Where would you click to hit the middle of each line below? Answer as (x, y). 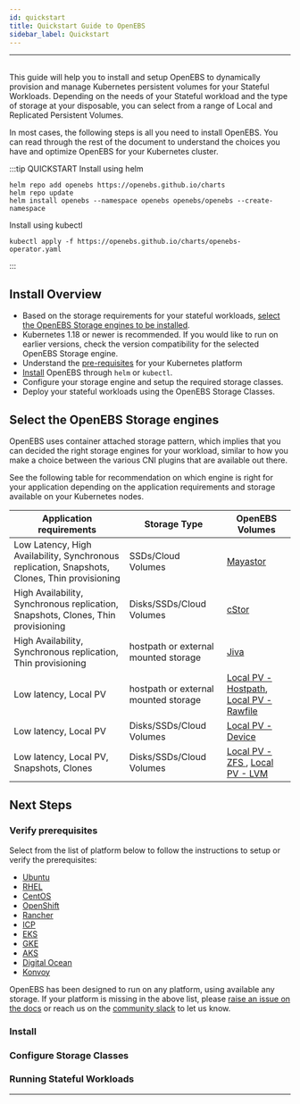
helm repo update (42, 193)
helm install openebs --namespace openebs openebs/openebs (121, 201)
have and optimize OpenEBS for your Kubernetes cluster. (114, 152)
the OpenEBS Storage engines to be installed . (106, 325)
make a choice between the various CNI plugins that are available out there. (149, 460)
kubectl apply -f (42, 242)
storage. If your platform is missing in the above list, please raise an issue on (150, 999)
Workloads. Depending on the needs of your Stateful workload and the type (149, 96)
